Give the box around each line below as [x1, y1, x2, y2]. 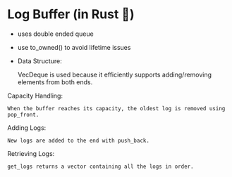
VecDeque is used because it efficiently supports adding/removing [17, 70, 212, 79]
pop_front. [7, 111, 39, 118]
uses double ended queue [17, 29, 94, 38]
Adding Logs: [7, 123, 47, 132]
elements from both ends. [17, 77, 93, 86]
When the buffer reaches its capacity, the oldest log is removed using [7, 105, 226, 112]
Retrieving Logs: [7, 149, 55, 157]
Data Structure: [17, 56, 62, 65]
